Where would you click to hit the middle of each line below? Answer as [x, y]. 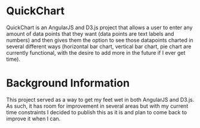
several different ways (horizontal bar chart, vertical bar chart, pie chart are [99, 46]
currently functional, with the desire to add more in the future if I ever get [96, 52]
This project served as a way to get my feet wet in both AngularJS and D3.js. [100, 99]
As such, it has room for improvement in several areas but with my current [97, 106]
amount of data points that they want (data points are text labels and [90, 33]
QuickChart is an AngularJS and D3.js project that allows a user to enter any [99, 27]
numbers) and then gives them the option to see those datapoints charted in [100, 40]
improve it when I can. [33, 118]
